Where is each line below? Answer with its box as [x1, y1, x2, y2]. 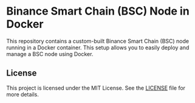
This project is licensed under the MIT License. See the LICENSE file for [6, 84, 186, 91]
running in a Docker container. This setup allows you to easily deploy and [6, 44, 190, 51]
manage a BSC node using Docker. [6, 50, 94, 57]
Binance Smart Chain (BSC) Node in [6, 4, 190, 18]
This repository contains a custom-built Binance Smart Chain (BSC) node [6, 37, 190, 44]
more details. [6, 90, 39, 98]
